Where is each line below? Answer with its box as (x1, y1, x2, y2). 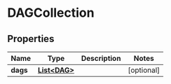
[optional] (128, 65, 160, 75)
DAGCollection (7, 5, 95, 21)
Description (81, 54, 121, 63)
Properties (7, 33, 55, 45)
